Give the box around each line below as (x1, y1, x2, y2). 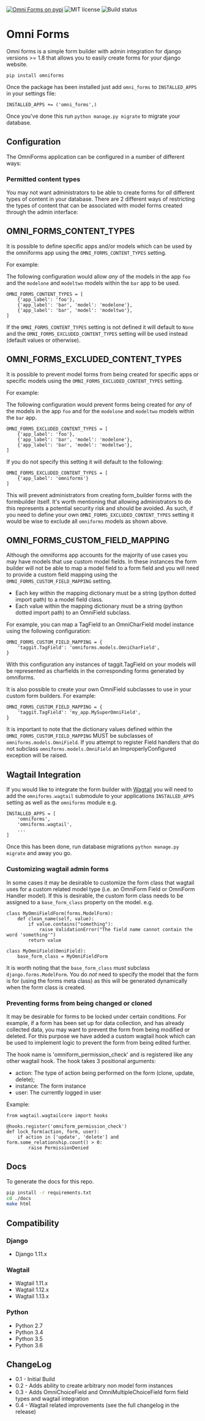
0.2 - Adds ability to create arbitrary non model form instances (15, 1382, 173, 1390)
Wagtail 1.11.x (15, 1280, 48, 1287)
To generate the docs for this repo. (6, 1177, 94, 1185)
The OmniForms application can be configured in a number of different (6, 153, 185, 160)
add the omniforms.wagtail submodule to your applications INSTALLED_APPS (6, 792, 195, 800)
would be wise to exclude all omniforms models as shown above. (6, 517, 168, 525)
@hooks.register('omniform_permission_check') (6, 1123, 127, 1129)
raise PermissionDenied (28, 1145, 89, 1151)
